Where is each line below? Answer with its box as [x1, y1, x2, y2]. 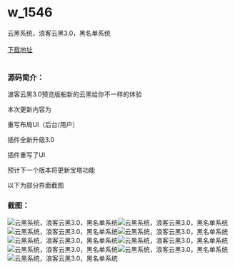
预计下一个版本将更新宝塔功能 [7, 166, 95, 175]
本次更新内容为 [7, 105, 51, 114]
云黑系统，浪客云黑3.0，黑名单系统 [7, 29, 111, 37]
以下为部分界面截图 [7, 181, 64, 190]
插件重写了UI [7, 151, 46, 159]
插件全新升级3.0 [7, 136, 55, 144]
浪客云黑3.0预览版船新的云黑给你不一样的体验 [7, 90, 142, 98]
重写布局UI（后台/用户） [7, 121, 79, 129]
